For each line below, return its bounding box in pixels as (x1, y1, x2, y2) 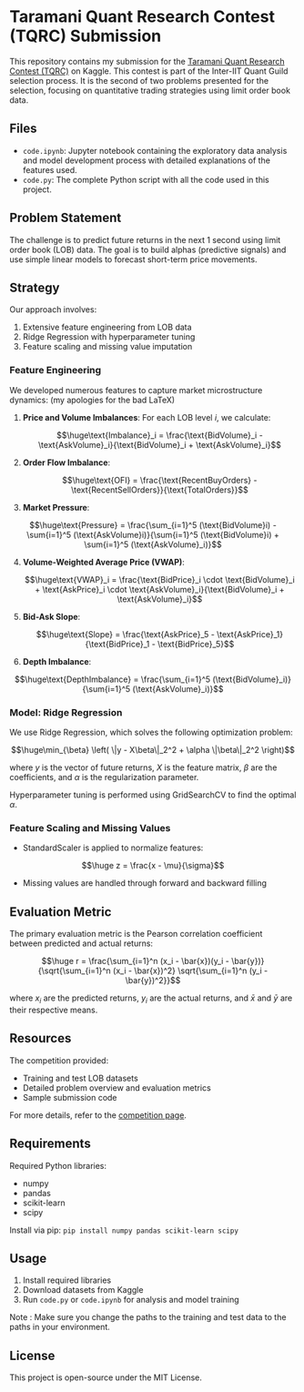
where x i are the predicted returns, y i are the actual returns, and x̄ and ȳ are (9, 992, 293, 1005)
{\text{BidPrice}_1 (85, 638, 150, 649)
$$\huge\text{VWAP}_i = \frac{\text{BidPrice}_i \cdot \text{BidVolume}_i (24, 574, 296, 584)
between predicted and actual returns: (9, 938, 153, 949)
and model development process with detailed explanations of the (22, 155, 271, 166)
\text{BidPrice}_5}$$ (157, 638, 235, 649)
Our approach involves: (9, 304, 97, 315)
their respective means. (9, 1004, 98, 1015)
